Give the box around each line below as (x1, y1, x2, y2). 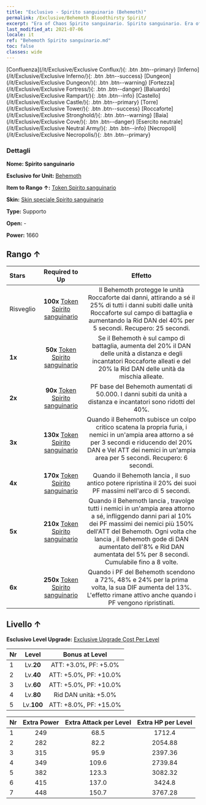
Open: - (6, 220, 26, 227)
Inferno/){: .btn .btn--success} (66, 72, 143, 80)
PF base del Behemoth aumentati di (90, 382, 193, 390)
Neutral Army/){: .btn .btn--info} (66, 124, 147, 132)
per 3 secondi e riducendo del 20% (90, 438, 193, 447)
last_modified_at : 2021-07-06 (6, 26, 84, 33)
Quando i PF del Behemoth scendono (88, 568, 195, 576)
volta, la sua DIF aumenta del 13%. (91, 583, 192, 591)
